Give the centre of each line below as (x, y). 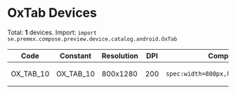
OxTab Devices (52, 13)
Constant (76, 55)
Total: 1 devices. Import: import (52, 32)
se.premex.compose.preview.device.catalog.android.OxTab (92, 39)
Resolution (120, 55)
